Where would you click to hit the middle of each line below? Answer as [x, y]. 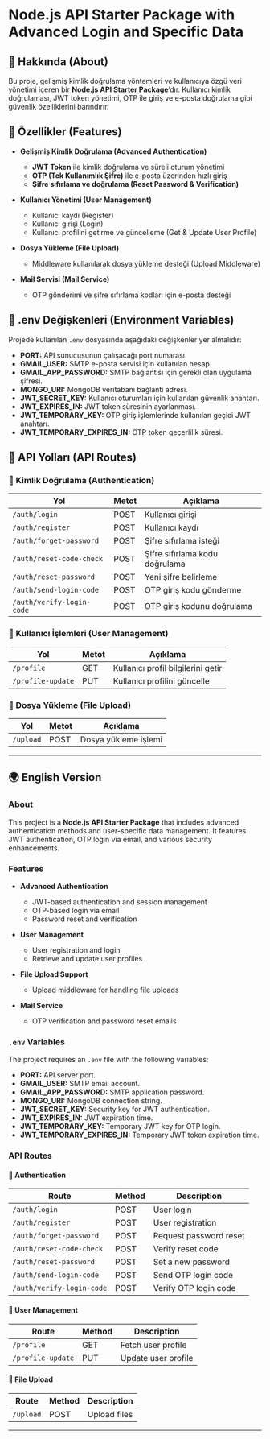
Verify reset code [186, 1249]
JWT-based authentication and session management [119, 901]
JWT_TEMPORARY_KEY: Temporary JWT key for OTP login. [120, 1127]
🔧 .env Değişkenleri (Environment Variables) [121, 320]
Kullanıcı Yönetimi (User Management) [86, 200]
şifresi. [31, 381]
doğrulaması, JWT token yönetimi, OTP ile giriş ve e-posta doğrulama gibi [131, 98]
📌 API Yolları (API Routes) [72, 458]
